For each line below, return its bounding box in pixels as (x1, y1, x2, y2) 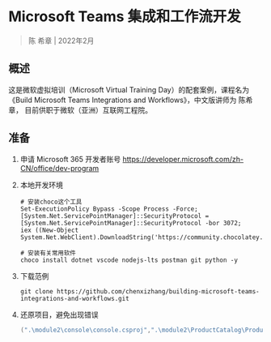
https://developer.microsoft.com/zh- (122, 154, 244, 164)
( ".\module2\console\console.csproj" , (19, 326, 151, 334)
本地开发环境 (19, 180, 63, 190)
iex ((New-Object (19, 226, 79, 234)
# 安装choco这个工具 (19, 198, 83, 206)
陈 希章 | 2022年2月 (28, 36, 95, 45)
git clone (19, 287, 54, 296)
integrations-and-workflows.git (19, 294, 129, 302)
